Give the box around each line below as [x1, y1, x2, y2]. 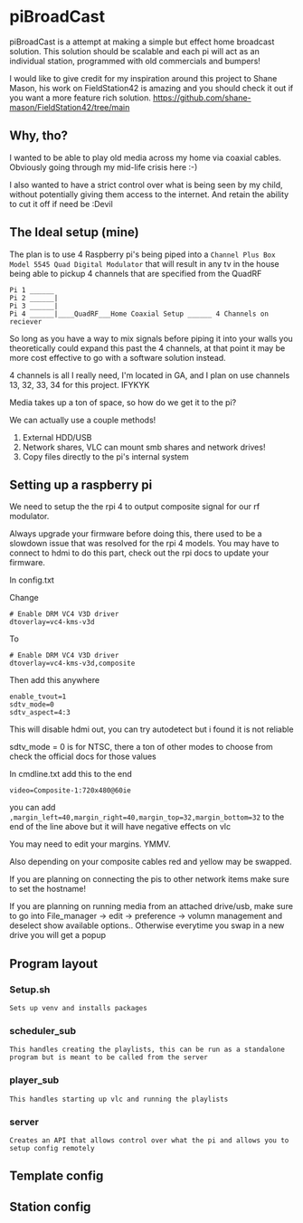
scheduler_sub [9, 1024, 77, 1037]
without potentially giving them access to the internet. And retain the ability [9, 188, 289, 200]
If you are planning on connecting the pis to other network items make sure [9, 874, 289, 885]
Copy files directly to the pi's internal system [22, 450, 189, 462]
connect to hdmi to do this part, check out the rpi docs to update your [9, 547, 270, 558]
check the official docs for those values [9, 751, 156, 762]
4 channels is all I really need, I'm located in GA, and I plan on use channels [9, 369, 290, 381]
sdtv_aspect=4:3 [9, 708, 71, 717]
